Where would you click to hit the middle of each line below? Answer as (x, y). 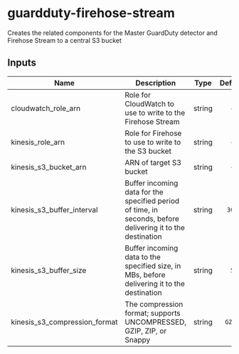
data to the (143, 256)
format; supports (152, 313)
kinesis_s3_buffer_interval (54, 209)
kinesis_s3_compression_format (64, 322)
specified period (152, 201)
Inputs (22, 63)
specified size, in (153, 266)
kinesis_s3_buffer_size (49, 270)
